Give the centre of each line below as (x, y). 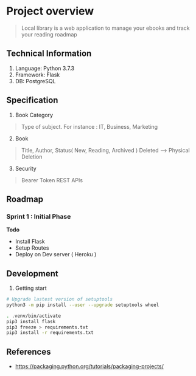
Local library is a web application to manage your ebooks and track (105, 28)
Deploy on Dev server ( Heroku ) (56, 255)
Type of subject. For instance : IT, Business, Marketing (89, 126)
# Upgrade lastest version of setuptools (60, 299)
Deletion (32, 157)
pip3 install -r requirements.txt (50, 333)
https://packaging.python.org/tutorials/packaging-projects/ (89, 366)
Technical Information (49, 54)
